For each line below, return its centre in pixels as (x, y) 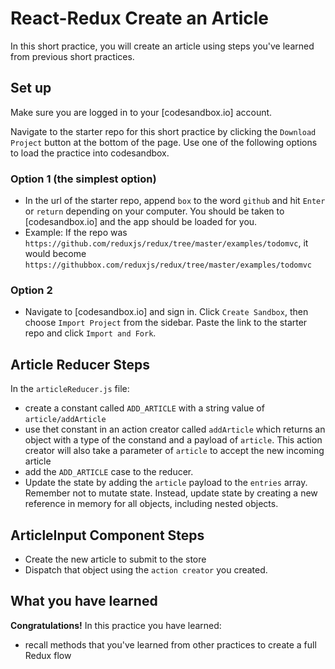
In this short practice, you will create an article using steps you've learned (162, 46)
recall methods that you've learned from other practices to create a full (170, 644)
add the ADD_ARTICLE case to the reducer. (109, 472)
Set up (31, 88)
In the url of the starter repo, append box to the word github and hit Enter (175, 201)
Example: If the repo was (76, 233)
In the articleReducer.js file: (70, 389)
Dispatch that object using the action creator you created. (146, 569)
